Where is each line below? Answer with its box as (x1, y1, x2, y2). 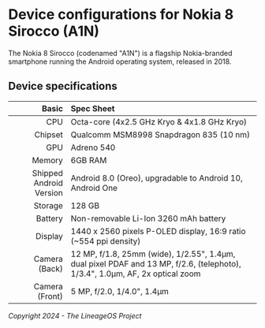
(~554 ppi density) (70, 235, 141, 246)
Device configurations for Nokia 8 (8, 6, 234, 24)
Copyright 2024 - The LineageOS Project (8, 311, 142, 320)
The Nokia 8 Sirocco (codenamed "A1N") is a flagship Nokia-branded (8, 48, 233, 58)
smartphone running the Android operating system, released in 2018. (8, 57, 232, 66)
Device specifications (8, 80, 118, 93)
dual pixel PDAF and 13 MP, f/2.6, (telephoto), (70, 258, 242, 269)
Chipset (34, 129, 63, 140)
